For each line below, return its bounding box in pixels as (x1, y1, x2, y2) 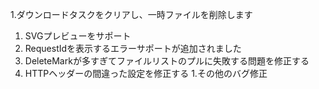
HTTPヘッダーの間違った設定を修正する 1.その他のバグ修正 (24, 68, 268, 79)
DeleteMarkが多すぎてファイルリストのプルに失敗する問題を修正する (24, 55, 310, 67)
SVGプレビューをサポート (24, 30, 132, 42)
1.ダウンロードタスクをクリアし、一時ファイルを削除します (10, 9, 253, 20)
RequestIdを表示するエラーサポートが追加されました (24, 43, 242, 54)
